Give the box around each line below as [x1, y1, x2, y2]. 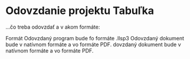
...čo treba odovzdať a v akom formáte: [5, 23, 100, 30]
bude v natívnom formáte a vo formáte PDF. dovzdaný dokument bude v [5, 41, 181, 48]
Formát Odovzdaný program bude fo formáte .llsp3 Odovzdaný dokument [5, 34, 184, 41]
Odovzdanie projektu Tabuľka [5, 4, 155, 18]
